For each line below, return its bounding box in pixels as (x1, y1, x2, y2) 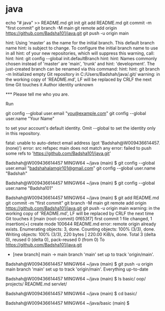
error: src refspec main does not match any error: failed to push (23, 145, 152, 151)
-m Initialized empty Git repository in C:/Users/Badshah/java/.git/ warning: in (5, 71, 160, 77)
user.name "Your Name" (5, 115, 55, 121)
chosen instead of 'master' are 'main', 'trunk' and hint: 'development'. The (5, 61, 155, 67)
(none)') (5, 145, 22, 151)
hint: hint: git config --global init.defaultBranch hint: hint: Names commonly (5, 55, 157, 61)
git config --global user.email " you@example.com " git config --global (5, 110, 146, 116)
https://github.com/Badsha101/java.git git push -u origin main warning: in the (5, 205, 160, 211)
